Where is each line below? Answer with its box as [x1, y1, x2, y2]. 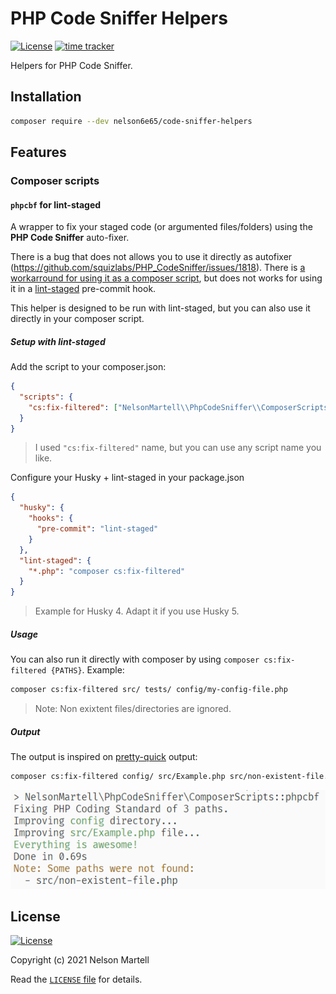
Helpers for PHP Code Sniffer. [10, 59, 133, 71]
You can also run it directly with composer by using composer [10, 653, 260, 666]
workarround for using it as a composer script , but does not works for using [10, 272, 323, 284]
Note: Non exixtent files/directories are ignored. [34, 703, 232, 715]
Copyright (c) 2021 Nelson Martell [10, 954, 150, 966]
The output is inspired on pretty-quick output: [10, 751, 198, 763]
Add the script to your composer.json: [10, 361, 167, 373]
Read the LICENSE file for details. [10, 973, 143, 986]
